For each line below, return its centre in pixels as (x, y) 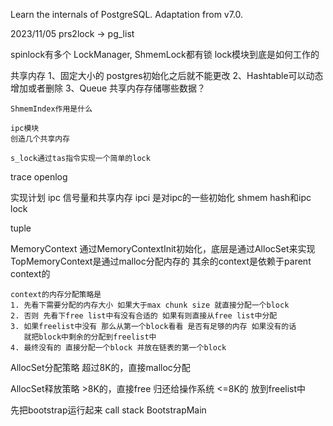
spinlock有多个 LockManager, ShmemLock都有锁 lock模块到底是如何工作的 (165, 54)
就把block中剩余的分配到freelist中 (90, 337)
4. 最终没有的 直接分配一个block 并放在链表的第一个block (118, 348)
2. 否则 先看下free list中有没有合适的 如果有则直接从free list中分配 (144, 316)
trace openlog (39, 177)
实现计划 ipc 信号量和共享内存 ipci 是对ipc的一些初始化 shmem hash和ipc (161, 197)
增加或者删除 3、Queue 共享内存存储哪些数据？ (108, 88)
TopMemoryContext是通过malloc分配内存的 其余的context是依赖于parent (161, 261)
